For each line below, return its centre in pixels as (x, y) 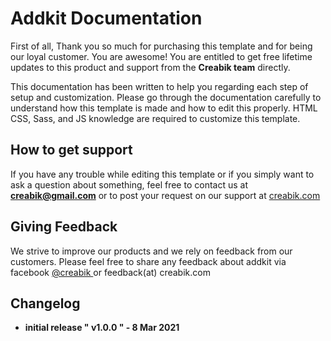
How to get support (71, 150)
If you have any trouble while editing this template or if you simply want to (162, 174)
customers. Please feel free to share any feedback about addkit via (148, 261)
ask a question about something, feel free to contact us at (129, 184)
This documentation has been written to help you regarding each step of (159, 86)
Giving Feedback (64, 227)
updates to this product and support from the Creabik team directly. (150, 67)
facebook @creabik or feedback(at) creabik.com (110, 272)
